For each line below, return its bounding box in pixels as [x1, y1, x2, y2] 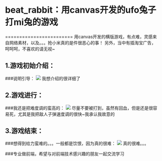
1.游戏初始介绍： [5, 61, 55, 70]
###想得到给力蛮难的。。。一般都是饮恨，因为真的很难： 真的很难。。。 [5, 141, 149, 146]
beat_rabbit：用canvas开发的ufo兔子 [5, 4, 157, 16]
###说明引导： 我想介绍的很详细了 [5, 75, 81, 81]
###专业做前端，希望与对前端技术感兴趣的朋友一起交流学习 [5, 151, 124, 157]
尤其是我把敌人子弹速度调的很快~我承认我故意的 [18, 111, 115, 117]
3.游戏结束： [5, 126, 44, 135]
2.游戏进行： [5, 91, 44, 100]
